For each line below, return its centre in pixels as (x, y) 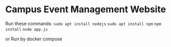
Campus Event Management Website (86, 9)
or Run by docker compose (34, 39)
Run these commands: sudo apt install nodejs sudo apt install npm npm (83, 24)
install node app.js (27, 29)
